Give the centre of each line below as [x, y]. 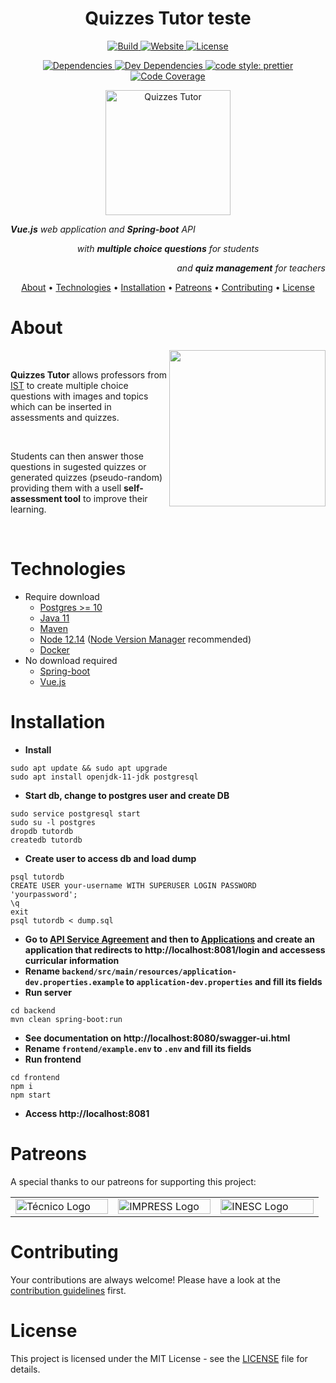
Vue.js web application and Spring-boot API [103, 229]
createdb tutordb [46, 840]
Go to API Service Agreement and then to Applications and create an [170, 939]
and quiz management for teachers [251, 268]
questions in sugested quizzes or [78, 466]
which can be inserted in [61, 406]
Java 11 [54, 618]
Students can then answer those [77, 456]
